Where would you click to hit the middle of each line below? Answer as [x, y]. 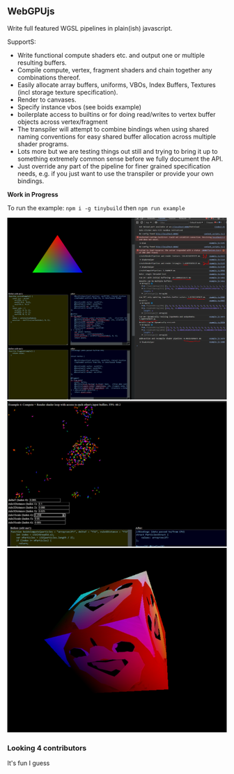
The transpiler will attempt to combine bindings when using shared [113, 129]
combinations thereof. [49, 77]
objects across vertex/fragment [62, 122]
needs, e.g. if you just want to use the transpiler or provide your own [115, 173]
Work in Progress [33, 194]
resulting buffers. [42, 63]
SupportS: [22, 42]
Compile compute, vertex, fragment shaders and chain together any [115, 70]
